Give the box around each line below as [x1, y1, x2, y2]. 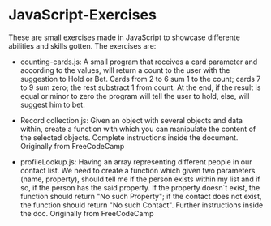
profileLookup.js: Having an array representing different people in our [19, 156, 253, 167]
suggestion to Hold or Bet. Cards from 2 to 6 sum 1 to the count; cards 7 [19, 74, 261, 83]
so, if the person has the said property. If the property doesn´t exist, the [19, 182, 260, 192]
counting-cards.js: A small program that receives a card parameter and [19, 57, 258, 66]
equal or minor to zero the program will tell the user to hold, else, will [19, 91, 250, 100]
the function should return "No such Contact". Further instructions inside [19, 200, 264, 210]
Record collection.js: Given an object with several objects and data [19, 115, 243, 125]
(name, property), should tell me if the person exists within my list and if [19, 174, 260, 184]
